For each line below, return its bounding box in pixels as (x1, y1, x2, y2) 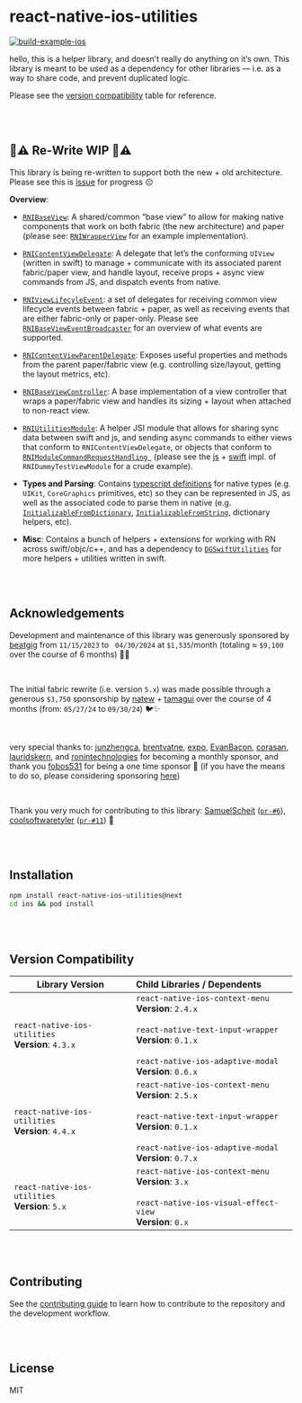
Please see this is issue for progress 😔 (9, 176, 154, 187)
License (9, 1361, 55, 1376)
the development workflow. (9, 1308, 111, 1319)
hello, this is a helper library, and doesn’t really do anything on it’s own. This (9, 53, 290, 64)
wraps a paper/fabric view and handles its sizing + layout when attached (22, 395, 292, 406)
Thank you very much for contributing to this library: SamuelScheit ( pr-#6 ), (9, 804, 286, 815)
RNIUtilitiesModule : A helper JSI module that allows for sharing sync (22, 422, 280, 433)
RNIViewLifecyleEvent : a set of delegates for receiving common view (22, 294, 278, 305)
